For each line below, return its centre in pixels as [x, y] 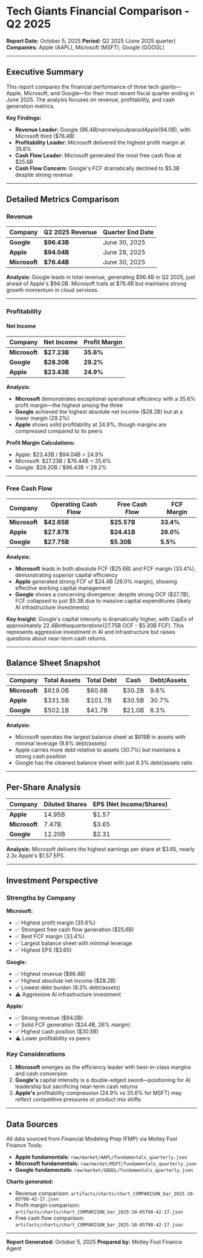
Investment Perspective [52, 880]
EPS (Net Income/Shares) [130, 804]
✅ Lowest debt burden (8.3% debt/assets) [68, 987]
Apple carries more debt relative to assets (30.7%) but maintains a [98, 750]
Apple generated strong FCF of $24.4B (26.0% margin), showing [96, 581]
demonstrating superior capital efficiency [66, 575]
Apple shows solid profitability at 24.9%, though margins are [91, 424]
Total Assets [62, 680]
